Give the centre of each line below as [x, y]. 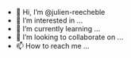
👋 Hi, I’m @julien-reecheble [60, 12]
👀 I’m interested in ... [49, 20]
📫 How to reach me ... [52, 46]
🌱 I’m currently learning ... [58, 29]
